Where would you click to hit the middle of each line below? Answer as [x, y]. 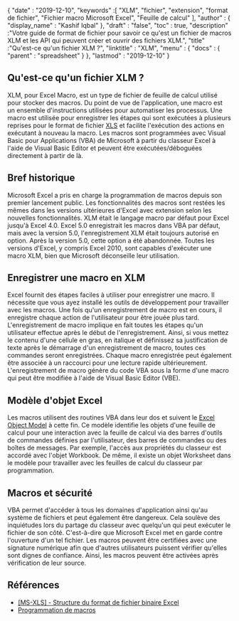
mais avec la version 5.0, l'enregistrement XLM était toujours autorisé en [113, 233]
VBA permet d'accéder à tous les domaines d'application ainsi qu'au [108, 510]
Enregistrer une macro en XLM [76, 278]
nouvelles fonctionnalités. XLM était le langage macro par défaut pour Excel [118, 218]
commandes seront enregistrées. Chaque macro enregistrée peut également [119, 356]
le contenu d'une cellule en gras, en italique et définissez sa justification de [117, 340]
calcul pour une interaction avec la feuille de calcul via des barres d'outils [115, 432]
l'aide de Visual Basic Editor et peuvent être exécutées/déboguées [105, 148]
